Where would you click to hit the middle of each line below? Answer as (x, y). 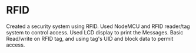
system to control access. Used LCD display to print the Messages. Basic (95, 32)
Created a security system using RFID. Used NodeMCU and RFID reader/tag (98, 26)
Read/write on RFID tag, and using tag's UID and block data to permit (90, 38)
